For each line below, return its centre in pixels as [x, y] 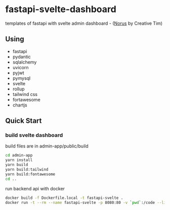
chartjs [20, 105]
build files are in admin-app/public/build [47, 146]
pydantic [22, 57]
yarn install [19, 160]
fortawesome [26, 99]
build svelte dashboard [34, 135]
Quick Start [24, 121]
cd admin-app [19, 155]
